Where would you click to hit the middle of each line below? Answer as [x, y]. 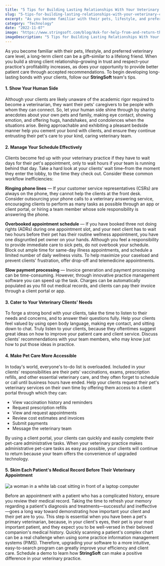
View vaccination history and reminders [52, 402]
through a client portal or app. [35, 291]
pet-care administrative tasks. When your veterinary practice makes [74, 443]
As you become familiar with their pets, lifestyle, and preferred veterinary [79, 51]
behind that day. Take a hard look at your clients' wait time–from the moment [82, 169]
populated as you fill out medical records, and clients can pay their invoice [80, 286]
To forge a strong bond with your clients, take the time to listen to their [76, 313]
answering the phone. [27, 215]
